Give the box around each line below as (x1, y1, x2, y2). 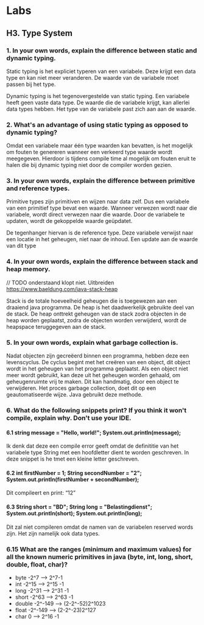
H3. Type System (6, 28, 73, 38)
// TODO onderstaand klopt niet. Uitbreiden (6, 278, 114, 286)
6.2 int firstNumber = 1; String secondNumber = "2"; (6, 469, 142, 476)
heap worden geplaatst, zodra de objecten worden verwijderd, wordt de (6, 316, 187, 323)
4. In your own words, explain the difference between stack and (6, 257, 199, 266)
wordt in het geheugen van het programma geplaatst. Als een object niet (6, 365, 188, 372)
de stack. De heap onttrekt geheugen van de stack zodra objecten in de (6, 310, 187, 317)
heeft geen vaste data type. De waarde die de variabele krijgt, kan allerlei (6, 99, 190, 106)
